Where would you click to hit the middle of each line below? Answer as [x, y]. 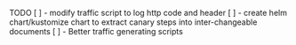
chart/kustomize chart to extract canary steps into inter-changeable [133, 22]
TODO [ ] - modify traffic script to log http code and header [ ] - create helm [148, 13]
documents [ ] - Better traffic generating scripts [96, 31]
